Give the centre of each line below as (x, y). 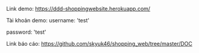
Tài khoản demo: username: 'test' (48, 20)
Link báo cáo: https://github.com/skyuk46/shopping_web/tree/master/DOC (99, 44)
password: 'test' (26, 32)
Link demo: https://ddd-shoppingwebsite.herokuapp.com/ (78, 9)
